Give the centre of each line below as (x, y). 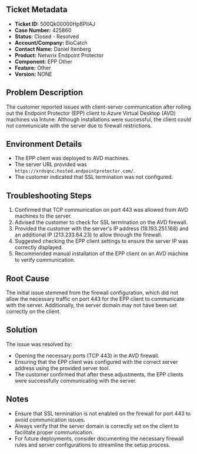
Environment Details (44, 144)
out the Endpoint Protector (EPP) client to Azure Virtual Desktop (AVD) (91, 113)
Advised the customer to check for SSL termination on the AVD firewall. (101, 222)
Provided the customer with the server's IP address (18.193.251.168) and (102, 229)
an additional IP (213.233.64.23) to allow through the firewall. (89, 235)
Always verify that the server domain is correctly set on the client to (97, 426)
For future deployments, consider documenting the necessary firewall (99, 438)
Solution (22, 330)
